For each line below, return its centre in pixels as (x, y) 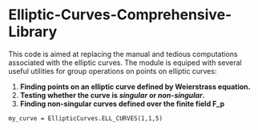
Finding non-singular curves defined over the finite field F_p (122, 104)
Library (33, 32)
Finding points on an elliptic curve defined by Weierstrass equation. (135, 87)
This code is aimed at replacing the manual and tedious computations (123, 54)
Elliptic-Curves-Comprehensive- (120, 15)
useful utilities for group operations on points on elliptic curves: (113, 71)
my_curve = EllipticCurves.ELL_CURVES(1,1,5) (85, 118)
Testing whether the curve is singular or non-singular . (113, 95)
